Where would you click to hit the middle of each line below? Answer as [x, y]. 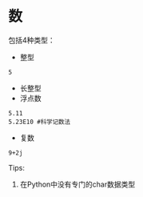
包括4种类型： [32, 40]
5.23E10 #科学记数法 [39, 122]
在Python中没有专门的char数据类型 [77, 184]
